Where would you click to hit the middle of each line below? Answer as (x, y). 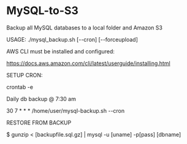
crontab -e (20, 87)
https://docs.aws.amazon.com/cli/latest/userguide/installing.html (88, 63)
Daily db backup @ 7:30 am (41, 99)
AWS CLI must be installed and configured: (61, 51)
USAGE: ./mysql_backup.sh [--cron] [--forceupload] (72, 39)
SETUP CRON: (25, 75)
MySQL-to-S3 (42, 11)
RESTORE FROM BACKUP (39, 123)
